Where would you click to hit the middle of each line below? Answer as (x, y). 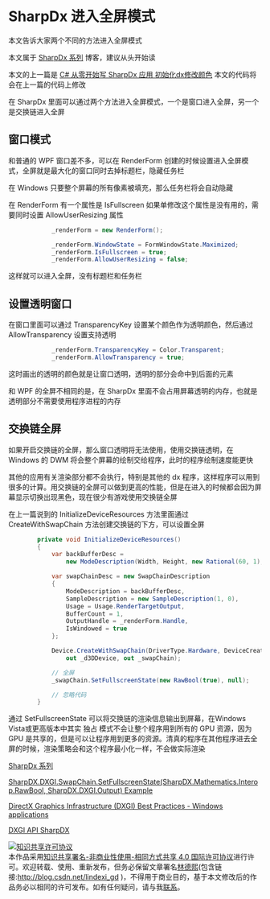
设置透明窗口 (40, 304)
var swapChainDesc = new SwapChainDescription (131, 576)
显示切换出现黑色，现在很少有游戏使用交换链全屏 (96, 497)
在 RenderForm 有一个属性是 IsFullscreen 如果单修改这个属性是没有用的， (130, 204)
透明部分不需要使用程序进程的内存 (65, 401)
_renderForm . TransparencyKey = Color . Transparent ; (138, 350)
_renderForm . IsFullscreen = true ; (109, 252)
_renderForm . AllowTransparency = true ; (118, 357)
